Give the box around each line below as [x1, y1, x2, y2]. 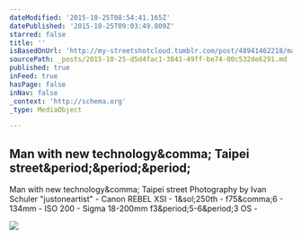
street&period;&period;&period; [9, 160, 191, 175]
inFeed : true [9, 72, 58, 81]
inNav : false [9, 88, 58, 97]
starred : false [9, 30, 67, 39]
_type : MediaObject [9, 105, 83, 114]
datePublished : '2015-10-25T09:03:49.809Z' [9, 22, 175, 31]
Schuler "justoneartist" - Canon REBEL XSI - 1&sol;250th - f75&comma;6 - [9, 194, 284, 205]
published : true [9, 64, 70, 73]
